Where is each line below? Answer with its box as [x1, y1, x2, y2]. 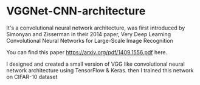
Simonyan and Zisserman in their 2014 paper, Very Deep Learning [6, 30, 171, 37]
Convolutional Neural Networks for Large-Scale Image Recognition [6, 37, 173, 44]
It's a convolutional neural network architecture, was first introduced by [6, 24, 185, 31]
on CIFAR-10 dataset [6, 73, 58, 80]
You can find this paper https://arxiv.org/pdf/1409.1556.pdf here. [6, 48, 168, 55]
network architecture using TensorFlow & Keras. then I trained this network [6, 66, 194, 74]
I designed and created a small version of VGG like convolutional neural [6, 60, 185, 68]
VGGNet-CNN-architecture [6, 4, 146, 18]
